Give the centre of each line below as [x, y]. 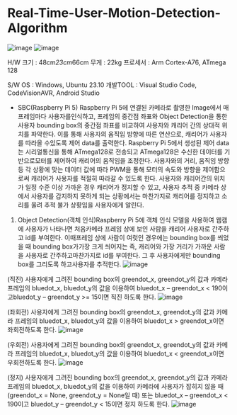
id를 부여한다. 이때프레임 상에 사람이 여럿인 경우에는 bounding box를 [120, 237]
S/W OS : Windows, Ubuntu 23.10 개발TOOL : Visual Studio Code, [102, 85]
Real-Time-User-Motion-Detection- [114, 13]
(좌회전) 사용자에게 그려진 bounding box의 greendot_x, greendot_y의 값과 [111, 312]
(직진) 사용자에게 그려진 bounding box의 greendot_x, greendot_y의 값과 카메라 [118, 279]
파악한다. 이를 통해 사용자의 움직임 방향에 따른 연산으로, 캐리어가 [120, 134]
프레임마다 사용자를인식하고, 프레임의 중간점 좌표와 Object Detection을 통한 [122, 116]
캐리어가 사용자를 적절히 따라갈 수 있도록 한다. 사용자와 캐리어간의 [121, 178]
